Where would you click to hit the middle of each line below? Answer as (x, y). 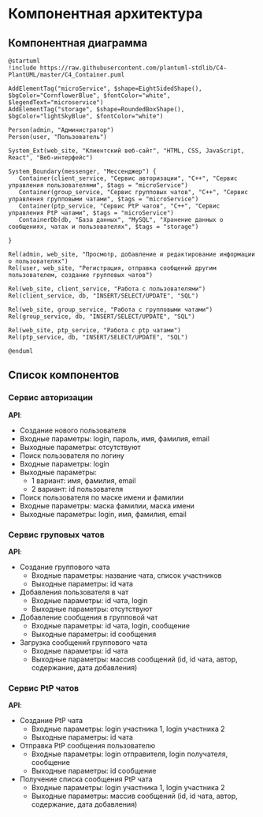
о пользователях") (38, 261)
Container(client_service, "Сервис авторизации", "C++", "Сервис (128, 178)
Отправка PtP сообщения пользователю (87, 746)
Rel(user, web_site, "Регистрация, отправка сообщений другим (112, 268)
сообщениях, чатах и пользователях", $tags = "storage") (104, 227)
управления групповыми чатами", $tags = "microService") (104, 199)
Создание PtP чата (51, 721)
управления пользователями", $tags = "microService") (98, 186)
